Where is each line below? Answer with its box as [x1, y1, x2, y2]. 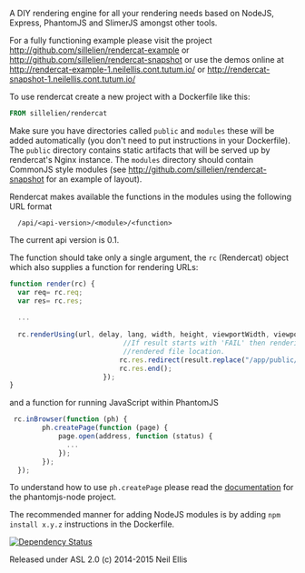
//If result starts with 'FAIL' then [123, 338, 266, 347]
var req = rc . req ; [17, 287, 84, 297]
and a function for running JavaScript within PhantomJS [9, 397, 220, 408]
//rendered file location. [123, 347, 225, 356]
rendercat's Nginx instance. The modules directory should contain [9, 154, 254, 165]
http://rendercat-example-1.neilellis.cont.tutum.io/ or [9, 64, 206, 75]
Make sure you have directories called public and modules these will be [9, 125, 275, 136]
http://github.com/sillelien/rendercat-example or [9, 45, 190, 55]
